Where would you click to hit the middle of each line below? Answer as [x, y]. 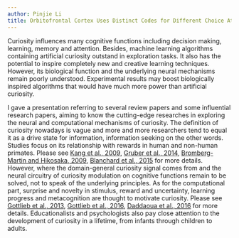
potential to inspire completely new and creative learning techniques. [108, 63]
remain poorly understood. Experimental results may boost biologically [111, 78]
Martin [17, 160]
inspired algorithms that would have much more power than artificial [107, 86]
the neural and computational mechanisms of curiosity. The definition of [113, 122]
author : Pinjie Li [34, 14]
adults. [17, 228]
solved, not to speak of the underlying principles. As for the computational [116, 183]
